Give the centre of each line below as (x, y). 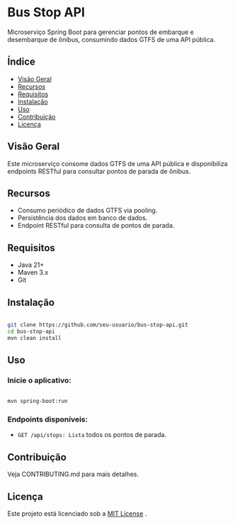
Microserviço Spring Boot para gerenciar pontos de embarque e (101, 32)
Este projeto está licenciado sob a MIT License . (77, 514)
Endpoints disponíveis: (48, 419)
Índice (21, 62)
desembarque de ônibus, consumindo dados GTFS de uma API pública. (111, 39)
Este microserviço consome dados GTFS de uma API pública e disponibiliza (117, 163)
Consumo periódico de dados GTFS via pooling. (87, 211)
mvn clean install (34, 338)
